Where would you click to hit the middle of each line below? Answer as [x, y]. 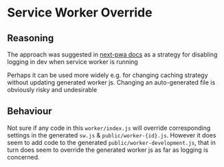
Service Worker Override [80, 13]
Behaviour [30, 111]
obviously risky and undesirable [52, 90]
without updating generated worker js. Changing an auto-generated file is [111, 82]
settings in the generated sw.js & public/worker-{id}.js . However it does [112, 135]
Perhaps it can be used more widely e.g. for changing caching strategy [108, 75]
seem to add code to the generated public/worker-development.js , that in [112, 142]
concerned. [23, 157]
